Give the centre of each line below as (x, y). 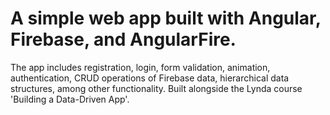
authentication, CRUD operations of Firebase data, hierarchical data (150, 78)
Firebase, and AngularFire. (123, 39)
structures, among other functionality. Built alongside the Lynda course (156, 88)
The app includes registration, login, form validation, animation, (140, 67)
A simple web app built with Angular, (166, 18)
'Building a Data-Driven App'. (70, 99)
